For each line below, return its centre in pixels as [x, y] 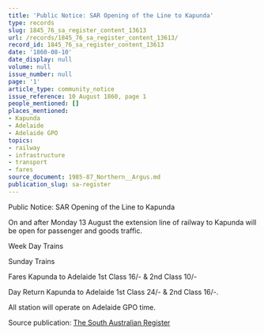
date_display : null [40, 60]
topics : [21, 140]
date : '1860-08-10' [40, 52]
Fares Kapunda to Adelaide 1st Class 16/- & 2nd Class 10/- [103, 277]
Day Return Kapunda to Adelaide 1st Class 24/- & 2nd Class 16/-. [113, 292]
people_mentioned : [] [44, 104]
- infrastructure [37, 155]
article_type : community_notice [61, 89]
